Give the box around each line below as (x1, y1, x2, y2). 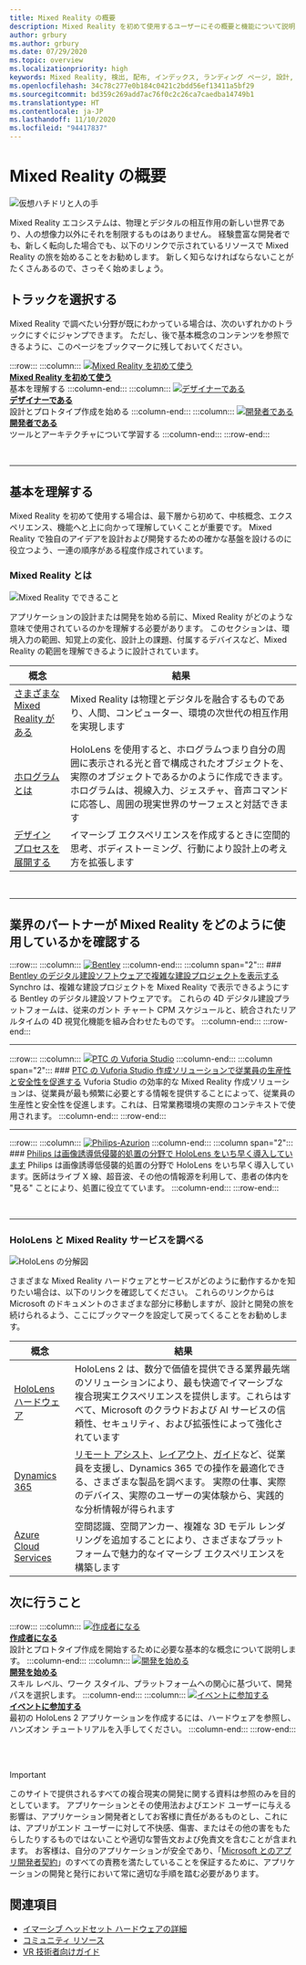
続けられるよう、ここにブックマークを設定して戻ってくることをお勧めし (9, 1309, 280, 1320)
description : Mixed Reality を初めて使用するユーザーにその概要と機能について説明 (9, 22, 296, 31)
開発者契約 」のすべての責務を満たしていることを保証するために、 (16, 1856, 264, 1867)
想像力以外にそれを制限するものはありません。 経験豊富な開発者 (40, 228, 282, 239)
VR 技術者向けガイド (22, 1946, 100, 1957)
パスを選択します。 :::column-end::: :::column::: (9, 1689, 187, 1700)
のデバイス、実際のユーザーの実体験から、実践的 (74, 1489, 284, 1501)
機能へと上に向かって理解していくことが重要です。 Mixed (56, 521, 272, 532)
